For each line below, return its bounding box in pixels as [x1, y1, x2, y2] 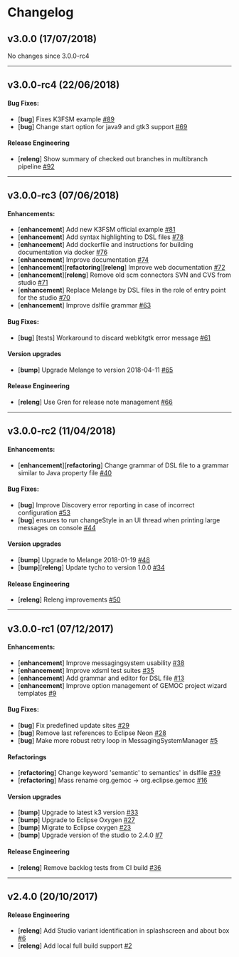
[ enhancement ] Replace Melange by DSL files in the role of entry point [17, 286, 226, 295]
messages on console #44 [17, 523, 96, 532]
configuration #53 [17, 508, 71, 517]
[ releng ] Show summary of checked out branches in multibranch [17, 154, 208, 163]
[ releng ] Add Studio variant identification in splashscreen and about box [17, 926, 230, 935]
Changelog [7, 4, 74, 21]
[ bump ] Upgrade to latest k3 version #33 [17, 808, 139, 817]
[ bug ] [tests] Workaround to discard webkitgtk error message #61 [17, 333, 211, 342]
